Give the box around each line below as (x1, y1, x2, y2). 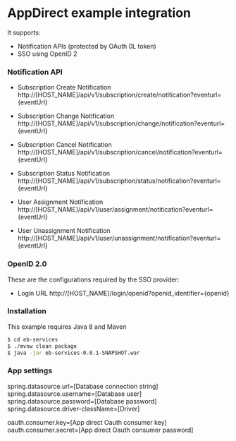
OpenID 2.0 (7, 259, 47, 269)
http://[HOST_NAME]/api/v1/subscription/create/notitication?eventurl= (17, 90, 222, 99)
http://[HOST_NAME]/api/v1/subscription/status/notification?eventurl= (17, 176, 221, 185)
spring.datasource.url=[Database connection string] (7, 382, 159, 390)
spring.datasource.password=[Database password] (7, 397, 157, 405)
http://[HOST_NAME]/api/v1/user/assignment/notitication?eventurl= (17, 205, 213, 214)
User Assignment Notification (17, 198, 104, 206)
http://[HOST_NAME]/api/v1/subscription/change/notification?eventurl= (17, 119, 225, 128)
